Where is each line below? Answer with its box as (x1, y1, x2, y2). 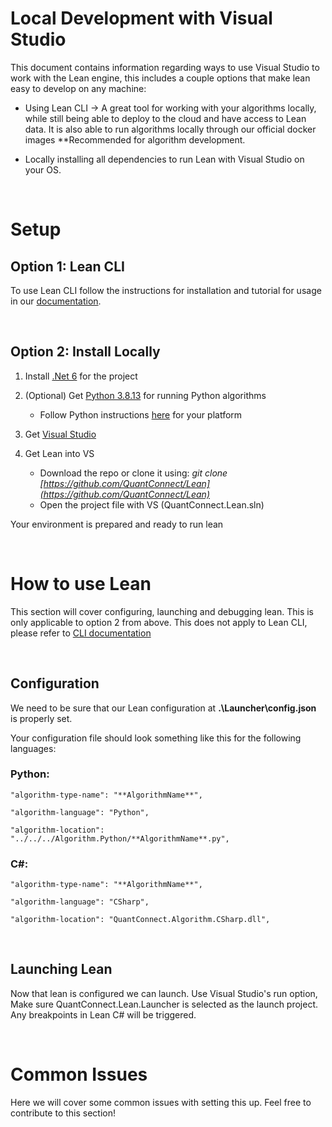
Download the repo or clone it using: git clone (39, 467, 228, 479)
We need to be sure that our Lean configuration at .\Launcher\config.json (10, 702, 317, 714)
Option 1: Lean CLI (10, 258, 125, 275)
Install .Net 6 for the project (24, 370, 138, 382)
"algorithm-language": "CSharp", (10, 897, 150, 907)
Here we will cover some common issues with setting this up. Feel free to (10, 1096, 312, 1108)
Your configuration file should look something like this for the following (10, 732, 302, 744)
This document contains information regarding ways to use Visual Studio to (10, 61, 320, 73)
